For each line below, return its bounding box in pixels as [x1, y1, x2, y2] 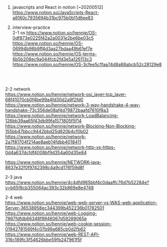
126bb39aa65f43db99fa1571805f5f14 [5, 118, 82, 123]
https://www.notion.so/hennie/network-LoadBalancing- [5, 113, 119, 119]
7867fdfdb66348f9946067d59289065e [5, 216, 87, 221]
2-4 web [5, 194, 23, 200]
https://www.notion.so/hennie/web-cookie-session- [5, 221, 112, 227]
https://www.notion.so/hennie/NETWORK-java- [5, 159, 102, 165]
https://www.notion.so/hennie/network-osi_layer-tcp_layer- [5, 92, 127, 97]
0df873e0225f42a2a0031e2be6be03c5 [12, 35, 94, 41]
